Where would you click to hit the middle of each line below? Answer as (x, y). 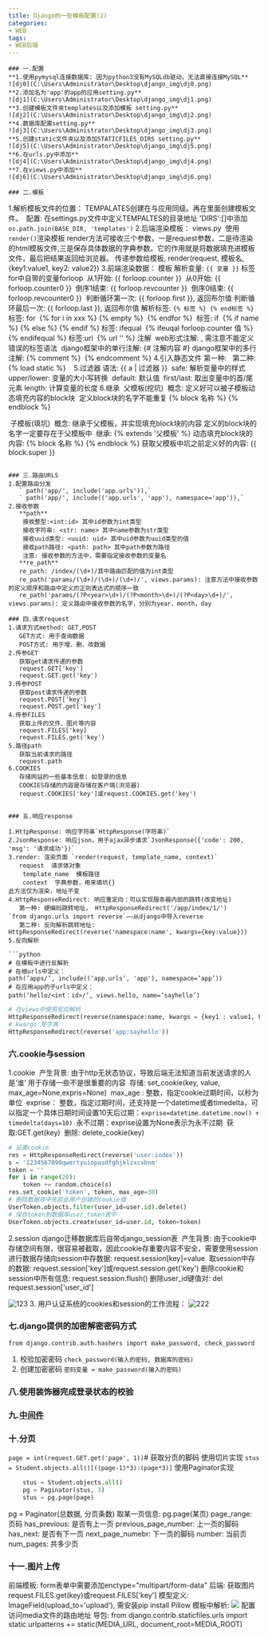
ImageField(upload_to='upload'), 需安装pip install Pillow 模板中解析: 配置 (132, 1605)
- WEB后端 (23, 46)
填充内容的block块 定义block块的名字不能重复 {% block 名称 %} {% (126, 398)
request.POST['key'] (53, 700)
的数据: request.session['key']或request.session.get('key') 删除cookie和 (126, 1268)
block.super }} (32, 453)
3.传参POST (25, 684)
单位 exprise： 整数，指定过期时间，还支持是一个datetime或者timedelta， (130, 1102)
